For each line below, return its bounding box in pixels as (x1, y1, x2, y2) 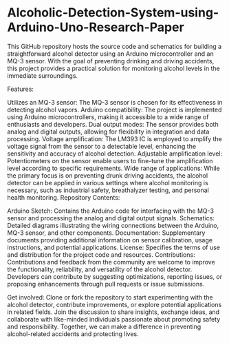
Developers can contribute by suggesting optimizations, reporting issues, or (7, 272, 223, 280)
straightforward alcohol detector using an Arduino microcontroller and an (7, 50, 215, 58)
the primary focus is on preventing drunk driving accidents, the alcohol (7, 171, 208, 180)
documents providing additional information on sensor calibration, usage (7, 236, 213, 244)
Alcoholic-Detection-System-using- (7, 5, 219, 21)
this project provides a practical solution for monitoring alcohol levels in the (7, 64, 220, 72)
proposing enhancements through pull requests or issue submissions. (7, 280, 205, 288)
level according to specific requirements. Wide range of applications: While (7, 164, 220, 172)
